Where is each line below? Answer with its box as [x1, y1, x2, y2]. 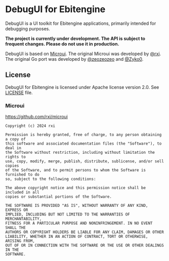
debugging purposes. [5, 25, 51, 31]
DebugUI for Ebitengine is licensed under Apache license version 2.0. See [5, 84, 159, 90]
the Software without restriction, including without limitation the [5, 150, 155, 155]
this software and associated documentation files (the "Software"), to [5, 141, 162, 146]
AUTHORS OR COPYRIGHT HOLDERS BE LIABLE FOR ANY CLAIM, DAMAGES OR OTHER [5, 230, 164, 235]
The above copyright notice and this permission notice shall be [5, 186, 146, 191]
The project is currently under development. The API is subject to [5, 35, 146, 41]
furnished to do [5, 172, 39, 178]
